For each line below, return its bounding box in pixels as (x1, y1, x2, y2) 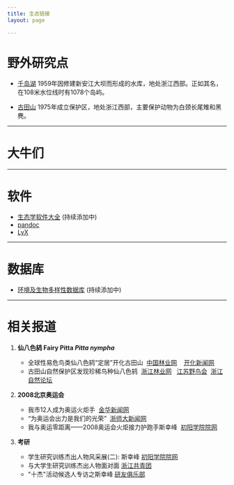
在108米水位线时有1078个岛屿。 (17, 88, 109, 96)
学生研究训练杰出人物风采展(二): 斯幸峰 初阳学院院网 (27, 453, 178, 461)
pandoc (17, 221, 40, 229)
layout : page (7, 17, 45, 24)
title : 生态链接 (7, 10, 50, 17)
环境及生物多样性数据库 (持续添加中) (17, 285, 122, 294)
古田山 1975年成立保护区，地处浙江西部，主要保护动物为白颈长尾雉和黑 (17, 103, 221, 112)
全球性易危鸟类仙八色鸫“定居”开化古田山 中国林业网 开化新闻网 (27, 359, 214, 367)
